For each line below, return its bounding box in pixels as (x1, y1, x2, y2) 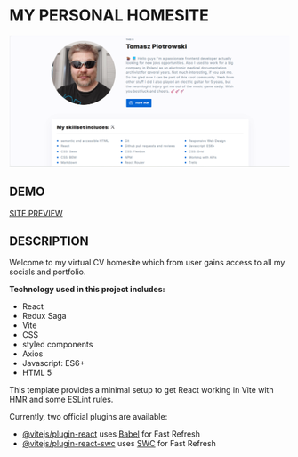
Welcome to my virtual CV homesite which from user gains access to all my (9, 257, 286, 268)
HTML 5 (21, 367, 52, 379)
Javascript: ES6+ (21, 358, 85, 369)
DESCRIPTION (9, 233, 89, 249)
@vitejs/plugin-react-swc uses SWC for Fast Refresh (21, 438, 216, 449)
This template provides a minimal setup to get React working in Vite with (9, 385, 274, 396)
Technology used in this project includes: (9, 284, 166, 295)
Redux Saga (21, 311, 67, 322)
